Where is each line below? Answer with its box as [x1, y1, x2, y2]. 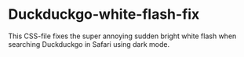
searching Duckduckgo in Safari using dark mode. [8, 39, 170, 48]
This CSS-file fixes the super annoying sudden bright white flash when [8, 31, 237, 41]
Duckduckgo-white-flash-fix [8, 5, 200, 23]
